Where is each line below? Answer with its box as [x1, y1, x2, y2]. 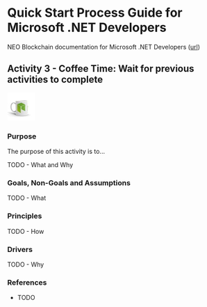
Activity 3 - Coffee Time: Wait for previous [7, 63, 194, 74]
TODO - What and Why [7, 161, 74, 169]
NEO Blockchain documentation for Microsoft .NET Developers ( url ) [7, 42, 200, 51]
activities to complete [7, 74, 104, 86]
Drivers [7, 244, 33, 254]
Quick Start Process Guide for [7, 5, 183, 21]
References [7, 277, 47, 287]
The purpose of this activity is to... [7, 148, 106, 156]
